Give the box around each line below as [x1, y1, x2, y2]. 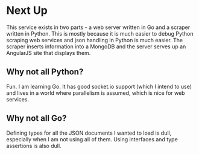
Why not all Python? [6, 67, 84, 77]
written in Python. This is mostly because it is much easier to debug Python [6, 30, 194, 37]
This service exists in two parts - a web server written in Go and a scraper [6, 24, 191, 31]
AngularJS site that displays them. [6, 49, 91, 56]
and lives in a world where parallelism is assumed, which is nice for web [6, 89, 185, 97]
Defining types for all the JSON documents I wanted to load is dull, [6, 129, 172, 136]
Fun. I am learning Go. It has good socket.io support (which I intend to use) [6, 83, 192, 90]
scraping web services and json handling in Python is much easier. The [6, 36, 183, 43]
